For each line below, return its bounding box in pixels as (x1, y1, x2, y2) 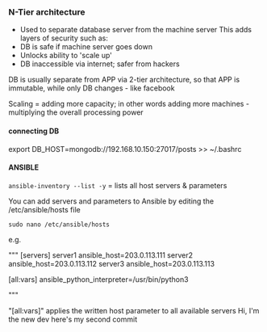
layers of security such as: (19, 33, 109, 43)
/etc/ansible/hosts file (8, 204, 81, 214)
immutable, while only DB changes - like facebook (8, 83, 175, 93)
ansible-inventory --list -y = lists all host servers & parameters (8, 180, 227, 190)
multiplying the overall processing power (8, 107, 144, 117)
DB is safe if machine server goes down (19, 42, 153, 52)
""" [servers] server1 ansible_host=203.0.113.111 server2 (8, 250, 194, 260)
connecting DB (8, 126, 60, 136)
